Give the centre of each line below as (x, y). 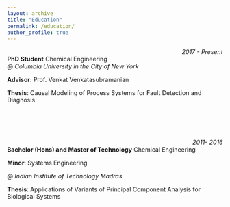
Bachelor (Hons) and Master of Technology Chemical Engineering (102, 150)
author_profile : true (38, 32)
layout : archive (30, 13)
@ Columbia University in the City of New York (73, 66)
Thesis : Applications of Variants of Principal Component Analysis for (104, 189)
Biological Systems (34, 197)
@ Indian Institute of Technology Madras (65, 176)
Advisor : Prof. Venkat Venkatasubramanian (68, 80)
